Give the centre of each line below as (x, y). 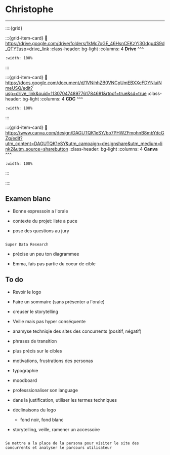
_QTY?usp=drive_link (27, 49)
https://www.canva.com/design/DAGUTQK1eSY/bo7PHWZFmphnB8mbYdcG (85, 132)
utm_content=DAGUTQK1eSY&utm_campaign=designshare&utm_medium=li (84, 144)
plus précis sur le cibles (37, 351)
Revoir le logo (27, 292)
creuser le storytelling (35, 311)
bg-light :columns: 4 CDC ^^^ (53, 99)
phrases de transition (35, 341)
